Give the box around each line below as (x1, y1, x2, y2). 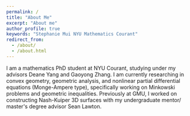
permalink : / (6, 8, 39, 15)
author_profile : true (6, 25, 61, 32)
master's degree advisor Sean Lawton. (6, 103, 102, 110)
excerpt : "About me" (6, 20, 58, 26)
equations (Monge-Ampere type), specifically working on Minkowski (6, 84, 176, 91)
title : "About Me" (6, 14, 52, 20)
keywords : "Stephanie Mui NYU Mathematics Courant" (6, 31, 138, 37)
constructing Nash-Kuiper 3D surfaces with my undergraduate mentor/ (6, 96, 182, 103)
